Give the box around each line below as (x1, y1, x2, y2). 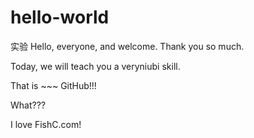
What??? (10, 99, 46, 111)
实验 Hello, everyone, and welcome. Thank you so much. (10, 40, 245, 52)
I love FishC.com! (10, 118, 82, 130)
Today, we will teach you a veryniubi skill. (10, 60, 181, 72)
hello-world (10, 6, 110, 29)
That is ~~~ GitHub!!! (10, 79, 97, 91)
